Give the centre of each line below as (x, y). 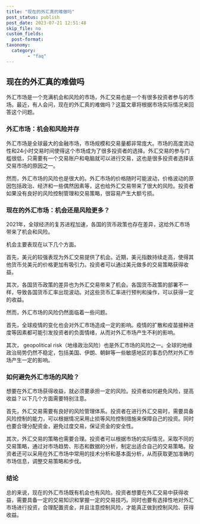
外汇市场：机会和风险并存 (43, 129)
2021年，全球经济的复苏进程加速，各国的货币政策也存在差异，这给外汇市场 (98, 224)
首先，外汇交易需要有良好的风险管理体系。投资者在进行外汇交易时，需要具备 (100, 411)
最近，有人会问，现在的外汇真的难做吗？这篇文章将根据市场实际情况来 (102, 104)
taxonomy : (18, 45)
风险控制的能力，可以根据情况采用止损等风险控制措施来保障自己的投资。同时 (100, 419)
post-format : (28, 39)
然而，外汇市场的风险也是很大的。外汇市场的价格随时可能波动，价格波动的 (97, 178)
